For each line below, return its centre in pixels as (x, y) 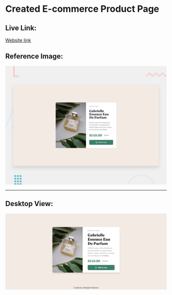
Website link (18, 40)
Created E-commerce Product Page (82, 9)
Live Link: (21, 28)
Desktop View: (29, 204)
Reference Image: (34, 56)
